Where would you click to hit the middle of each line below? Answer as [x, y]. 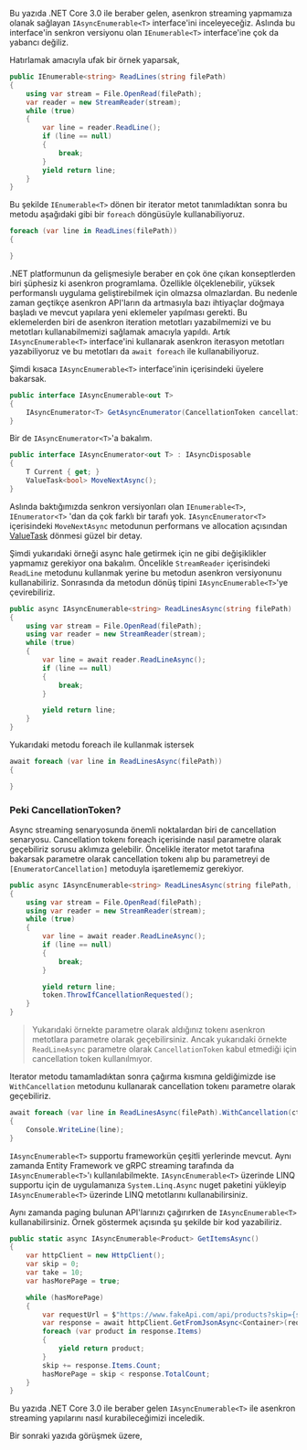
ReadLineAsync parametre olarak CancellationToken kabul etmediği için [164, 1049]
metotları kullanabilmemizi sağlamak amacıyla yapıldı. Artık [120, 332]
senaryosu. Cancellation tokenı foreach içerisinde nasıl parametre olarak [145, 839]
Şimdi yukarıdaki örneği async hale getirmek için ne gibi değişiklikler [138, 553]
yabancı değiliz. [39, 42]
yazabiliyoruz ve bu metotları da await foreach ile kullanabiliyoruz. [134, 351]
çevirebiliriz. [32, 592]
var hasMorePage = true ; [73, 1281]
